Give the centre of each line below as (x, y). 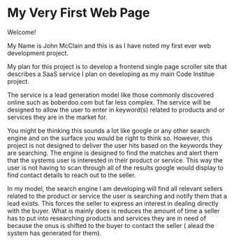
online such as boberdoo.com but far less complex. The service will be (109, 102)
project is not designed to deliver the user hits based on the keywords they (115, 145)
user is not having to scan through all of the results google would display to (115, 167)
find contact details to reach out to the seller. (72, 175)
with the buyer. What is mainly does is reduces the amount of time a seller (114, 211)
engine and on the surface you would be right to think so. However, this (110, 138)
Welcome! (22, 32)
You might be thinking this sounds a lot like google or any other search (109, 130)
